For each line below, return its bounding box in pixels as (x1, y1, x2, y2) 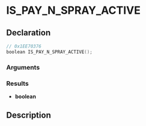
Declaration (6, 28, 51, 38)
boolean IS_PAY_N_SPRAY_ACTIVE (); (6, 49, 93, 55)
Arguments (6, 63, 40, 71)
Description (6, 110, 51, 121)
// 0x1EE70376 (6, 43, 42, 49)
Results (6, 79, 29, 88)
